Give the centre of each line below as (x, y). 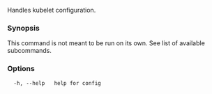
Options (21, 69)
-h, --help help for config (57, 83)
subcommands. (30, 51)
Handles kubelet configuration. (52, 10)
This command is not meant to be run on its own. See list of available (106, 43)
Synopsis (23, 28)
